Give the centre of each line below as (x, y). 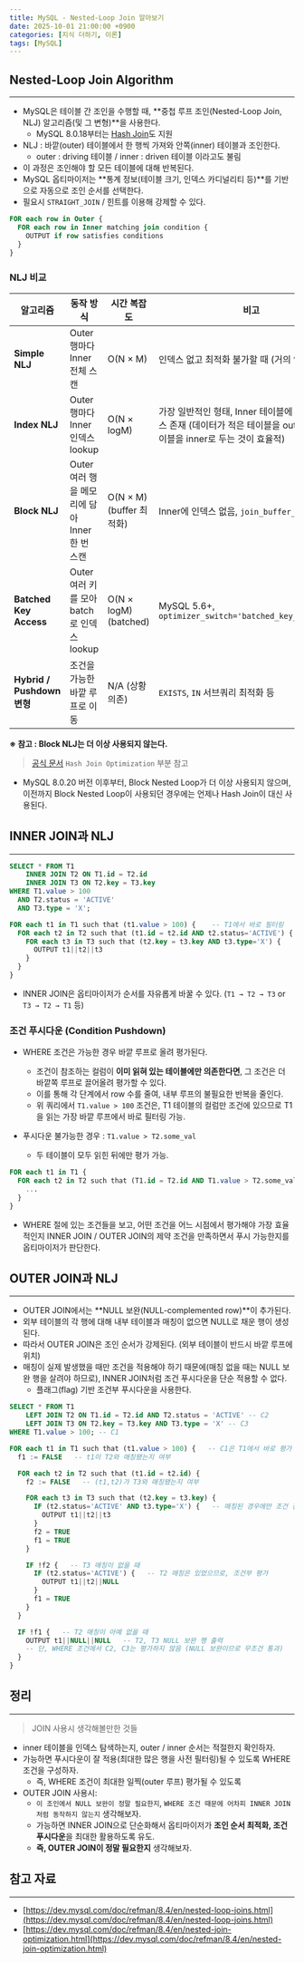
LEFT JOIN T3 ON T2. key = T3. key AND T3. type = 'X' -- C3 (137, 1424)
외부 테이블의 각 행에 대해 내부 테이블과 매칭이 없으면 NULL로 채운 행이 (147, 1322)
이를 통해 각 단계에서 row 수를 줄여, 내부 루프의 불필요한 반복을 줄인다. (160, 1094)
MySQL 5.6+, (186, 605)
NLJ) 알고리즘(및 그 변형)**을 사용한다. (91, 122)
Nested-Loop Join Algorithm (91, 79)
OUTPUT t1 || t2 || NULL (81, 1582)
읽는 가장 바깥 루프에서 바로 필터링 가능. (116, 1117)
